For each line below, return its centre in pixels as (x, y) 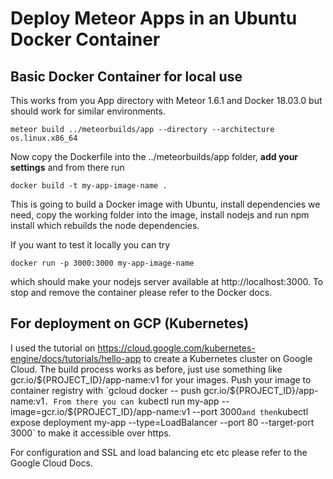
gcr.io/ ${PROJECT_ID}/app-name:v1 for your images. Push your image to (161, 379)
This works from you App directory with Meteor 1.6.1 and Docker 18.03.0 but (166, 100)
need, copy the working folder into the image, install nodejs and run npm (160, 215)
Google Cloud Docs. (52, 463)
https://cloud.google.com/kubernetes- (176, 348)
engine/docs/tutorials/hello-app (76, 358)
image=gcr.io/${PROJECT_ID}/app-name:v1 (100, 411)
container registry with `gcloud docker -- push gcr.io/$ (123, 390)
